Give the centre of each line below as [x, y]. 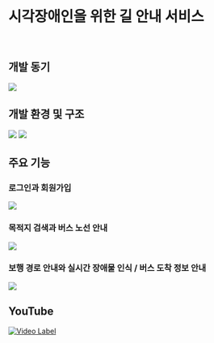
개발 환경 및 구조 [46, 114]
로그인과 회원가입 [40, 187]
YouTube [31, 312]
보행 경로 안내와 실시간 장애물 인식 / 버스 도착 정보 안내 [107, 268]
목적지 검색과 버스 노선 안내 [58, 228]
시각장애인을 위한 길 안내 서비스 [106, 17]
